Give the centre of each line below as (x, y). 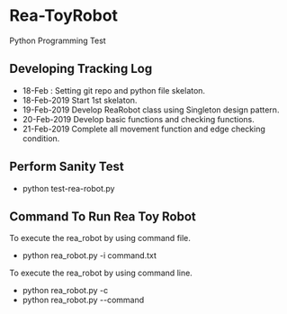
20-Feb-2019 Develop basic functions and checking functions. (138, 119)
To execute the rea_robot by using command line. (101, 273)
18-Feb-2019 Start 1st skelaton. (80, 100)
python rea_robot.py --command (83, 300)
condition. (41, 138)
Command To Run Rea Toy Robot (103, 216)
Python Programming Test (58, 40)
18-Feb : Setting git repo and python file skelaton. (113, 90)
